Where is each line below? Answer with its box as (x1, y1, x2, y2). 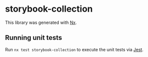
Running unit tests (5, 34, 62, 42)
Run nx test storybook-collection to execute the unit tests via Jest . (5, 46, 144, 52)
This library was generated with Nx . (5, 19, 77, 25)
